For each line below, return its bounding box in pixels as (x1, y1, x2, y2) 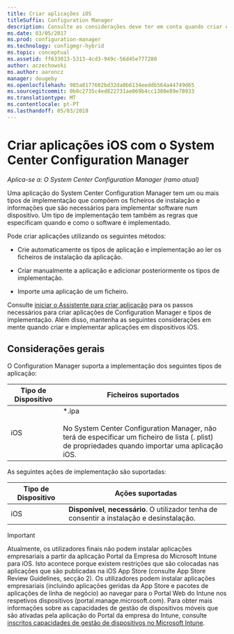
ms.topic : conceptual (7, 49, 70, 56)
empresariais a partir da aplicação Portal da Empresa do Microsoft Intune (7, 552, 217, 560)
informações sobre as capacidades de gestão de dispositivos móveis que (7, 603, 219, 612)
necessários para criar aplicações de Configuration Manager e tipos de (7, 308, 212, 316)
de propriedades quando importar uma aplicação (62, 440, 224, 450)
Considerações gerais (7, 343, 105, 355)
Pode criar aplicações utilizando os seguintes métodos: (7, 231, 166, 240)
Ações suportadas (114, 488, 178, 498)
